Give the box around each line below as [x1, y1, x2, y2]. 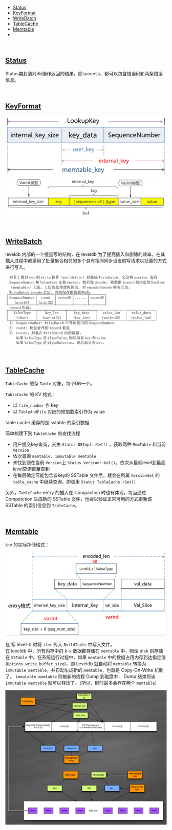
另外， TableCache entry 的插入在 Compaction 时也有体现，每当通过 [5, 489, 146, 495]
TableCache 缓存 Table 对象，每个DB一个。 [5, 380, 95, 386]
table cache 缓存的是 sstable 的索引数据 [5, 419, 90, 425]
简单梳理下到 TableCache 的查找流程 [5, 430, 80, 436]
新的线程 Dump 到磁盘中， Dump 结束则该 [67, 673, 156, 680]
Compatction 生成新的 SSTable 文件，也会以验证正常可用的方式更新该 [5, 496, 153, 502]
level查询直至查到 [12, 466, 50, 472]
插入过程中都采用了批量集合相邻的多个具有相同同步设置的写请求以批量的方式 [5, 258, 167, 264]
